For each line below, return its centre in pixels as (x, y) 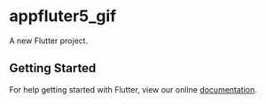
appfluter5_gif (63, 16)
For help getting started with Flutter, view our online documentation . (133, 89)
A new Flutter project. (49, 41)
